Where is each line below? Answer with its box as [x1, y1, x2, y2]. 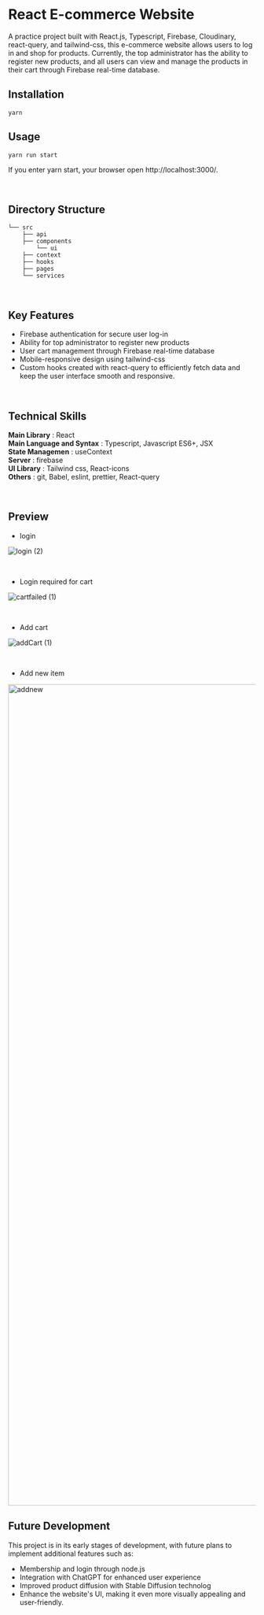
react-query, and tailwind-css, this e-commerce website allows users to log [8, 39, 253, 49]
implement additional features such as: [8, 1549, 134, 1558]
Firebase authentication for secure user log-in [19, 329, 169, 339]
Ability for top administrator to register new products [19, 338, 190, 347]
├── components [22, 238, 72, 246]
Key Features [8, 309, 75, 322]
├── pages [22, 265, 55, 273]
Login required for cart [19, 576, 93, 586]
